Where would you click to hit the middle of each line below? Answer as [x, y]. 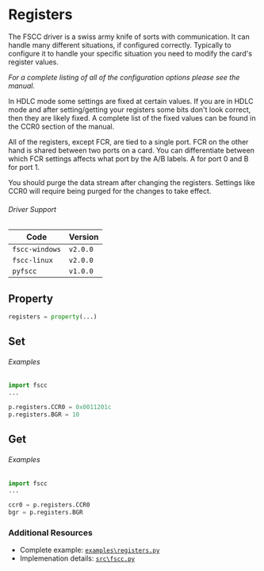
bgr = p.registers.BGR [46, 513]
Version [84, 237]
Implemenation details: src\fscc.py [77, 558]
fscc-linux [33, 260]
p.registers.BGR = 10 [44, 415]
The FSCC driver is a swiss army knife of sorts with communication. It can [129, 37]
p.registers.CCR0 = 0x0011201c [60, 407]
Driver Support [33, 209]
